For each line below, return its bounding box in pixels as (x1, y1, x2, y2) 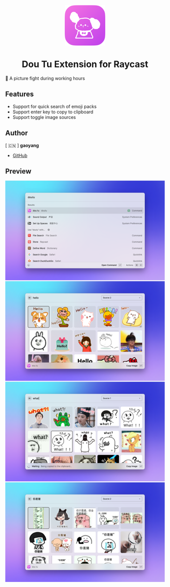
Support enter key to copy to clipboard (12, 109, 94, 115)
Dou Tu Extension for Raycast (22, 59, 148, 70)
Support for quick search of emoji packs (12, 103, 97, 109)
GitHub (12, 152, 28, 158)
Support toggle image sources (12, 114, 76, 120)
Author (5, 129, 28, 138)
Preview (5, 167, 32, 176)
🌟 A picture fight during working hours (5, 75, 85, 81)
